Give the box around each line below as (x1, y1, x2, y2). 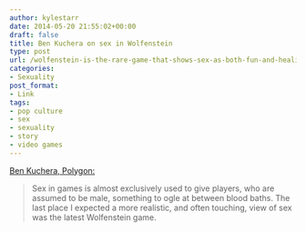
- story (9, 132, 39, 141)
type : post (9, 47, 51, 56)
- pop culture (9, 106, 64, 116)
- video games (9, 140, 64, 149)
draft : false (9, 30, 59, 39)
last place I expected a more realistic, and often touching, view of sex (31, 202, 292, 213)
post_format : (9, 81, 59, 90)
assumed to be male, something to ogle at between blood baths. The (31, 192, 291, 203)
